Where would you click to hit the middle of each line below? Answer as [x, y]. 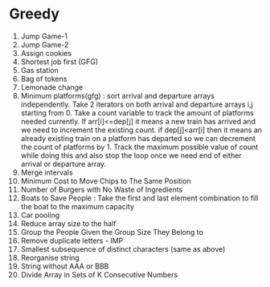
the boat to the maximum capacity [78, 206]
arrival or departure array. [63, 164]
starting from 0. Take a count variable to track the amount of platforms [137, 112]
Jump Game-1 [44, 36]
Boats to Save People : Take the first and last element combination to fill [139, 198]
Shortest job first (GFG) [59, 62]
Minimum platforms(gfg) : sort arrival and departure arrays [118, 95]
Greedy [34, 14]
